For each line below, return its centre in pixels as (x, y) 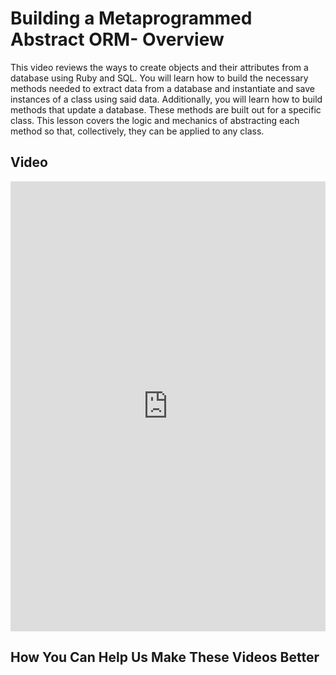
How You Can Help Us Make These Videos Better (165, 657)
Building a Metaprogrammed (131, 18)
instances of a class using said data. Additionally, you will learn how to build (166, 99)
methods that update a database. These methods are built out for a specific (166, 109)
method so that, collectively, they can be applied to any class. (137, 131)
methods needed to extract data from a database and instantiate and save (162, 88)
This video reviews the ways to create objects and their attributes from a (159, 67)
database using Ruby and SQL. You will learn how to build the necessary (159, 78)
